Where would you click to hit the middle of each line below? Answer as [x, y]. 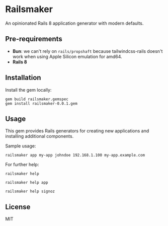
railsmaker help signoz [30, 192]
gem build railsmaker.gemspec [37, 99]
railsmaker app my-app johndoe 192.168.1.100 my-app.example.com [75, 155]
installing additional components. [39, 136]
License [18, 207]
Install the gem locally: [28, 90]
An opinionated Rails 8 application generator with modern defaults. [74, 23]
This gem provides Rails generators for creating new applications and [77, 131]
